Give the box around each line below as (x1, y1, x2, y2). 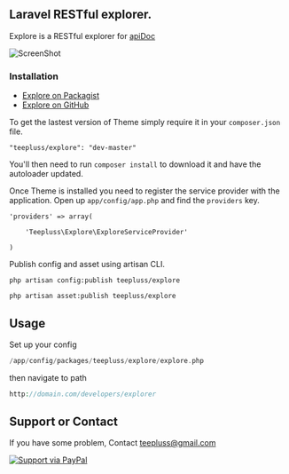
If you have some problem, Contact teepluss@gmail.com (9, 438, 216, 448)
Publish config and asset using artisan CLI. (9, 259, 166, 270)
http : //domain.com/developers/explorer (9, 390, 157, 399)
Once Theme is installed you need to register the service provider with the (9, 186, 281, 196)
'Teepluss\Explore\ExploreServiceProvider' (25, 228, 189, 237)
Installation (9, 70, 59, 83)
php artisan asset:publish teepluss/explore (9, 292, 176, 301)
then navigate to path (9, 372, 87, 383)
